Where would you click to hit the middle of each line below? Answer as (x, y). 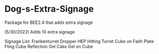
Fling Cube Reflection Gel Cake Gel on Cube (49, 46)
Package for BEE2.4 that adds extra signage (49, 22)
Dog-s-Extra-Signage (49, 9)
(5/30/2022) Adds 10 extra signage (40, 32)
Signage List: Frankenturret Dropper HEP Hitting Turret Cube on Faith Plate (79, 41)
